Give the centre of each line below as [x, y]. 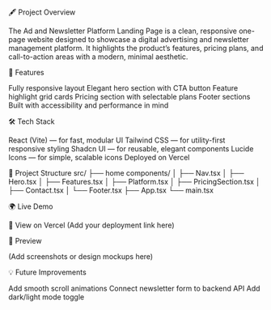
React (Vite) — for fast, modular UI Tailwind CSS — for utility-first [117, 140]
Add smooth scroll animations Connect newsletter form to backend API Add [134, 288]
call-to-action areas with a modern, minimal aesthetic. [98, 57]
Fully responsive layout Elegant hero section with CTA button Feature [123, 88]
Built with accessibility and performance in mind [89, 105]
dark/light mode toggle [47, 297]
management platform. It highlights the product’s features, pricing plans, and [136, 48]
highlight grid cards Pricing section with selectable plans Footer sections [129, 97]
